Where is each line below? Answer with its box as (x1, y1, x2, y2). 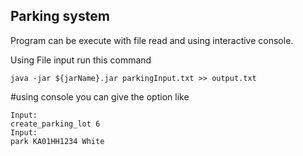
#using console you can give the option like (10, 90, 190, 103)
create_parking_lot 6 (10, 119, 101, 129)
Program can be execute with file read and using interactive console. (10, 34, 294, 46)
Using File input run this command (10, 54, 152, 66)
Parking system (10, 8, 110, 25)
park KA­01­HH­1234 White (10, 136, 105, 146)
